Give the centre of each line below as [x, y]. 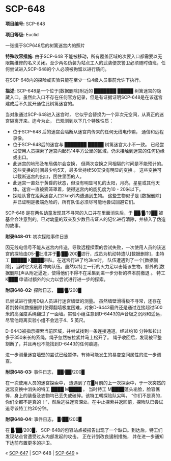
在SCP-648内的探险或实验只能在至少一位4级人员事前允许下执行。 [74, 80]
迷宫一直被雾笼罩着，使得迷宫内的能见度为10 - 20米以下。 [83, 189]
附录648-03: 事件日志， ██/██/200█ [45, 372]
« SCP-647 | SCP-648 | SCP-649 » [42, 453]
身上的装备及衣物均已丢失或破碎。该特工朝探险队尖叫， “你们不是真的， [89, 395]
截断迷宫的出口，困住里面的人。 [51, 176]
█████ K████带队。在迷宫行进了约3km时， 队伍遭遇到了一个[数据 [82, 260]
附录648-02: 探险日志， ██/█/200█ [43, 290]
